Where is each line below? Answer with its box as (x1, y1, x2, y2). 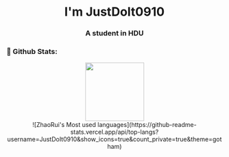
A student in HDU (84, 29, 145, 38)
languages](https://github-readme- (97, 121, 197, 129)
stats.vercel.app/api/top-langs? (70, 128, 159, 137)
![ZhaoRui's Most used (32, 121, 97, 129)
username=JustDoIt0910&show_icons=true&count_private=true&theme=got (7, 135, 222, 143)
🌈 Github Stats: (6, 47, 58, 57)
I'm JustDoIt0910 (64, 4, 165, 20)
